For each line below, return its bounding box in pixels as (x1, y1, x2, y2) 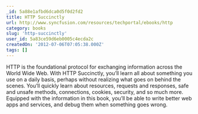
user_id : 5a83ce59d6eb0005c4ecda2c (6, 36, 94, 42)
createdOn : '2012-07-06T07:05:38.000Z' (6, 42, 105, 48)
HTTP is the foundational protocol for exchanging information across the (6, 63, 183, 70)
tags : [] (6, 47, 28, 53)
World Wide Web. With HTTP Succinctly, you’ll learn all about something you (6, 69, 193, 77)
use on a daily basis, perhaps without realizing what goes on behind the (6, 76, 181, 83)
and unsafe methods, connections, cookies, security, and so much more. (6, 88, 184, 95)
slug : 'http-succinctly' (6, 31, 67, 37)
